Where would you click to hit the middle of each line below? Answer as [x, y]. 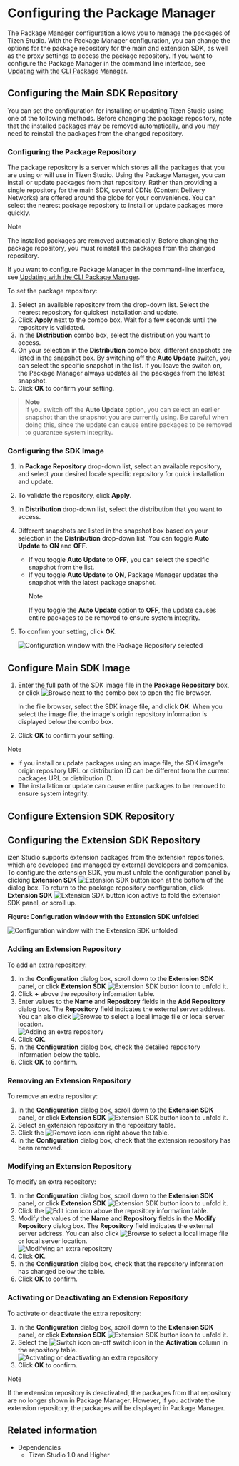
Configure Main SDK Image [69, 668]
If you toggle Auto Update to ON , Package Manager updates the [123, 575]
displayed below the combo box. [66, 722]
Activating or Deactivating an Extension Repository [98, 1297]
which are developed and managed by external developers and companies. [118, 865]
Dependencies [39, 1447]
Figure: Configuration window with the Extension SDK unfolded [103, 917]
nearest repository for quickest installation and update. [98, 313]
